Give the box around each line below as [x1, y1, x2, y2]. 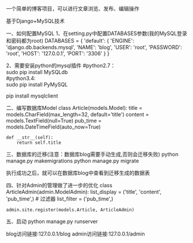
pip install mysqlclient [6, 92, 58, 99]
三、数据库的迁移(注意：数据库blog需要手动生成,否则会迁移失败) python [6, 151, 179, 158]
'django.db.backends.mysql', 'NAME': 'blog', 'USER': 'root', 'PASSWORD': [6, 44, 182, 51]
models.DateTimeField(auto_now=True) [6, 123, 101, 130]
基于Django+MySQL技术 [6, 18, 66, 25]
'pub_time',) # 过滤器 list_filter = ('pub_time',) [6, 195, 113, 202]
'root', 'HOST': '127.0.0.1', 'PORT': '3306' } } [6, 50, 110, 57]
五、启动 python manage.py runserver [6, 218, 98, 225]
